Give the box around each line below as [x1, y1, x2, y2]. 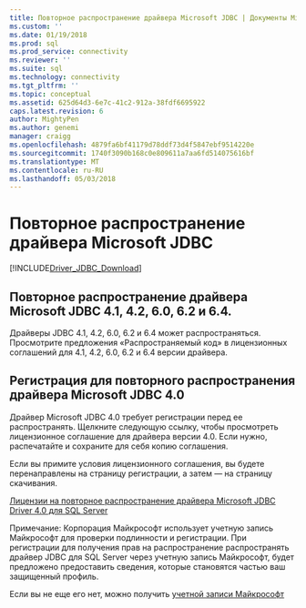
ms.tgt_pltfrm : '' [9, 81, 79, 90]
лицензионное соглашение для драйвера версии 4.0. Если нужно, [9, 431, 268, 441]
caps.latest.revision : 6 [9, 106, 104, 116]
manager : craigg [9, 132, 71, 141]
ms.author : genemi [9, 124, 79, 133]
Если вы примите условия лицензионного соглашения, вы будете [9, 458, 265, 469]
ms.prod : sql [9, 38, 59, 48]
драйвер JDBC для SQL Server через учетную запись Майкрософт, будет [9, 552, 294, 562]
